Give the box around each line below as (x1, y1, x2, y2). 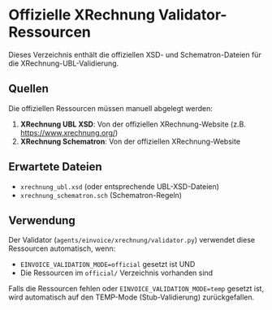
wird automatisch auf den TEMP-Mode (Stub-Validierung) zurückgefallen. (8, 292, 254, 302)
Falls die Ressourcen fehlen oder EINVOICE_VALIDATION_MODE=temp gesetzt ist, (8, 284, 265, 294)
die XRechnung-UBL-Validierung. (8, 58, 119, 68)
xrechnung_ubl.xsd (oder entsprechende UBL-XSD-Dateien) (19, 181, 219, 192)
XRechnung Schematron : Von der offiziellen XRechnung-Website (19, 136, 241, 146)
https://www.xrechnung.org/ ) (19, 127, 119, 137)
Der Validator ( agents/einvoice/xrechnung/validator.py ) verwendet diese (8, 235, 256, 245)
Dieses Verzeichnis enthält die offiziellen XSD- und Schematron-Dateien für (8, 50, 261, 59)
